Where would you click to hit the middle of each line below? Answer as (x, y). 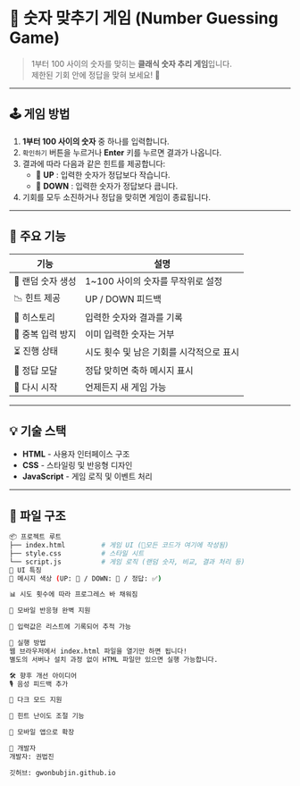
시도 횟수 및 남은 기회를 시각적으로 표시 (162, 352)
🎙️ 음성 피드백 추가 (39, 684)
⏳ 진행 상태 (36, 351)
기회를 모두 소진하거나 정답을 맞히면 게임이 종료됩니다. (117, 196)
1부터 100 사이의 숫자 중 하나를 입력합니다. (96, 141)
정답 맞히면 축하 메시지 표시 (139, 370)
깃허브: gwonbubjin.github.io (62, 773)
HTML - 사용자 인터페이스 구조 (76, 454)
